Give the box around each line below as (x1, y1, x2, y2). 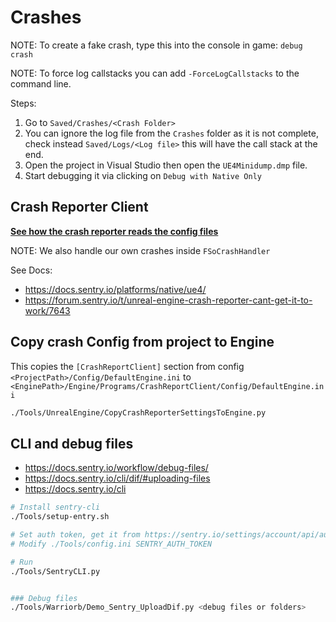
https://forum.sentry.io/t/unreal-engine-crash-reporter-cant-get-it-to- (24, 294, 313, 306)
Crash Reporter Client (10, 199, 149, 216)
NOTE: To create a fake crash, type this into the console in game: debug (10, 39, 303, 51)
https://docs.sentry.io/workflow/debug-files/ (24, 462, 209, 474)
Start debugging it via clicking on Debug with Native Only (24, 169, 262, 181)
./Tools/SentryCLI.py (10, 566, 101, 576)
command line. (10, 77, 72, 90)
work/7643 (24, 304, 71, 316)
